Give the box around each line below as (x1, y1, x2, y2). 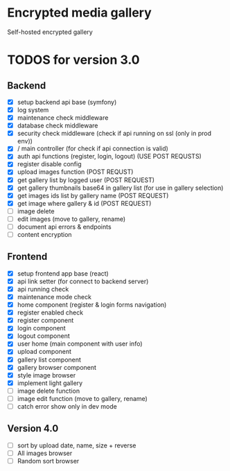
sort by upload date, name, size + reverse (17, 441, 136, 450)
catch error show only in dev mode (17, 402, 118, 410)
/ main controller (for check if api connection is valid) (17, 144, 168, 153)
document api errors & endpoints (17, 222, 112, 231)
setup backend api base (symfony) (17, 98, 117, 106)
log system (17, 106, 49, 114)
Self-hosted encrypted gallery (7, 28, 94, 36)
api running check (17, 285, 69, 293)
